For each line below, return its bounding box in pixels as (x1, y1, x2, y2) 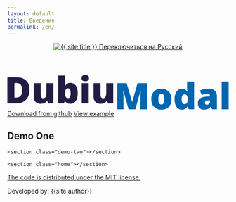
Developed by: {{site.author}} (7, 187, 93, 195)
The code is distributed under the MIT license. (7, 173, 141, 182)
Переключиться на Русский (98, 43, 183, 51)
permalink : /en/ (7, 23, 55, 30)
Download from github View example (7, 110, 114, 118)
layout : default (7, 10, 55, 18)
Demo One (7, 130, 55, 141)
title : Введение (7, 17, 55, 24)
